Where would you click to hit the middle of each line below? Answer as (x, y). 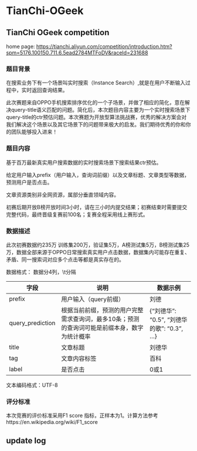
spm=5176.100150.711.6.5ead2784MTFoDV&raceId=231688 (77, 53)
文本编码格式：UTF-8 (32, 385)
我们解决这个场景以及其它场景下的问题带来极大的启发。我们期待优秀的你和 (96, 125)
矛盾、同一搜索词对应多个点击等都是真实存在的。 (65, 259)
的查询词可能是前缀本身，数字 (102, 327)
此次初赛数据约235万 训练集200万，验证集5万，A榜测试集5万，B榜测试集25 (98, 245)
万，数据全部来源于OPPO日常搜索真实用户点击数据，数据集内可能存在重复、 (98, 252)
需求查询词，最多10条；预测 (100, 319)
